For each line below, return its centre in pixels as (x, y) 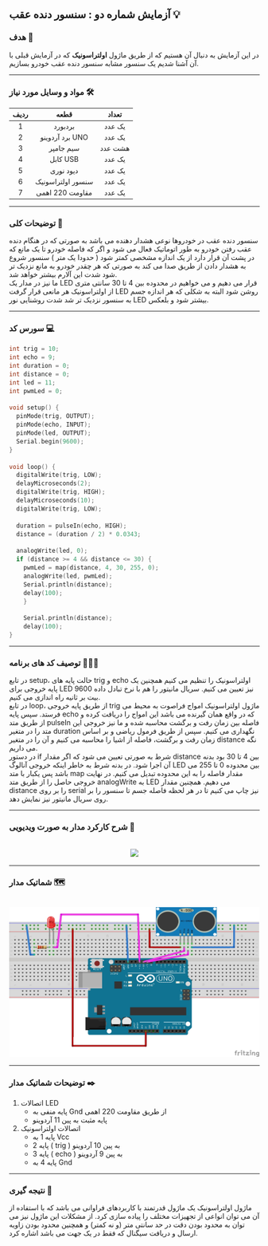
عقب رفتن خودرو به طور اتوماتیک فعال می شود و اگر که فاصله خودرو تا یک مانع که (131, 249)
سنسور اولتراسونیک (64, 181)
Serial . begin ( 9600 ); (50, 441)
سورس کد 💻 (32, 328)
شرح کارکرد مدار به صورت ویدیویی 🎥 (72, 827)
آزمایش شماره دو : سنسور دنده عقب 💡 (95, 15)
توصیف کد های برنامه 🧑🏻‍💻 (54, 663)
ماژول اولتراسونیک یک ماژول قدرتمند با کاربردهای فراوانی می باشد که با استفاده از (131, 1208)
